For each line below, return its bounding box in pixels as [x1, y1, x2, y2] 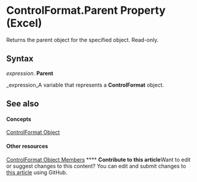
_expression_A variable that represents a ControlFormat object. [6, 81, 164, 88]
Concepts [6, 115, 31, 123]
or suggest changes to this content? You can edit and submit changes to [6, 162, 186, 169]
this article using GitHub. [6, 169, 67, 176]
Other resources [6, 142, 48, 150]
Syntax [6, 53, 34, 64]
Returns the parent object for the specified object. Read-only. [6, 36, 159, 43]
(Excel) [6, 16, 42, 30]
